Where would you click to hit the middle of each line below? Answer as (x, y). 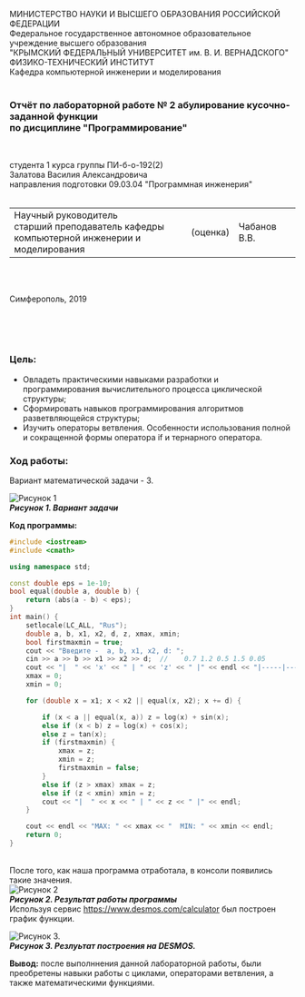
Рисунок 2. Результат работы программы (93, 899)
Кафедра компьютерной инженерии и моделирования (115, 72)
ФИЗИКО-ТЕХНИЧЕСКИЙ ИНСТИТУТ (82, 62)
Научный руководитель (66, 215)
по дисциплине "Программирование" (98, 127)
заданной (32, 116)
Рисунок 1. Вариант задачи (64, 508)
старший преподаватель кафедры (89, 227)
